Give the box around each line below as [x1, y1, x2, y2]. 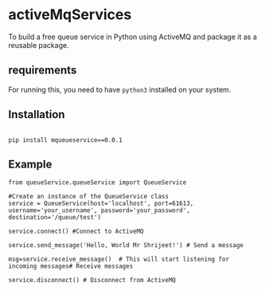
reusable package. [8, 40, 69, 49]
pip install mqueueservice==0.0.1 [8, 136, 123, 144]
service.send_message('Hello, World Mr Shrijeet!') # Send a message [8, 242, 244, 250]
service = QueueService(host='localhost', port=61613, [8, 199, 194, 208]
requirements [8, 64, 77, 77]
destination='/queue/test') [8, 214, 102, 222]
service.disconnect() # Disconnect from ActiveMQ [8, 277, 177, 285]
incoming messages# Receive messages [8, 262, 134, 270]
